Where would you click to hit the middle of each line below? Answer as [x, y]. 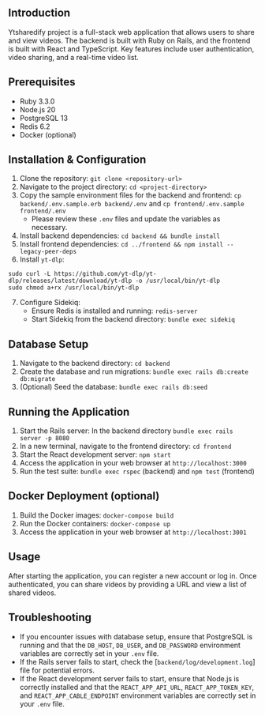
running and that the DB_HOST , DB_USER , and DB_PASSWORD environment [130, 645]
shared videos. [32, 593]
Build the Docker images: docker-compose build [97, 515]
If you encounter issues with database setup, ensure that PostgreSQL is [136, 636]
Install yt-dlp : [42, 259]
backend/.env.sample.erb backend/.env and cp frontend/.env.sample [132, 204]
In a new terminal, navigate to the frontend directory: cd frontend [125, 447]
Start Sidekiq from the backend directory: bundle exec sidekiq [133, 319]
